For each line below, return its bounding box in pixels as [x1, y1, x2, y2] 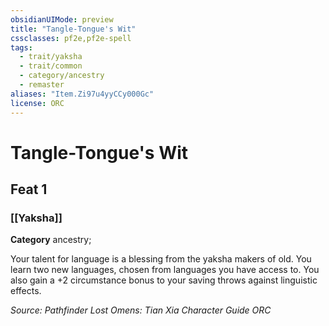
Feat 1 [10, 181, 48, 198]
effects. [10, 285, 42, 297]
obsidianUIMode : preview [10, 14, 114, 25]
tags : [10, 42, 33, 53]
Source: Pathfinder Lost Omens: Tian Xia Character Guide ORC [10, 304, 272, 316]
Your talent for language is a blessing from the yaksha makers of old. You [10, 253, 312, 265]
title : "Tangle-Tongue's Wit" [10, 24, 137, 34]
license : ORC [10, 98, 65, 108]
